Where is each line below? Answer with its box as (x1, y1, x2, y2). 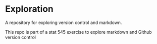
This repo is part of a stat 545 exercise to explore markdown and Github (5, 29, 152, 35)
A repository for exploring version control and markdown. (5, 20, 122, 25)
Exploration (5, 3, 53, 15)
